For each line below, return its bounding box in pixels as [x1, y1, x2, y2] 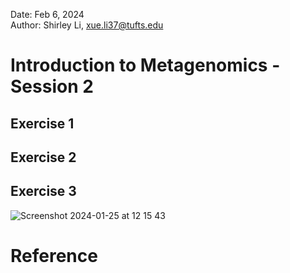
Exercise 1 [10, 115, 75, 132]
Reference [10, 244, 98, 267]
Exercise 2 [10, 149, 77, 166]
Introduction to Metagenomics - [10, 54, 281, 77]
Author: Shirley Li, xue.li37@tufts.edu [10, 19, 164, 31]
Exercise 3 [10, 183, 77, 200]
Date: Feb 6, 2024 [10, 9, 85, 20]
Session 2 [10, 75, 94, 98]
